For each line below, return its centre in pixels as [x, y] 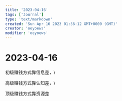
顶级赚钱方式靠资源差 [27, 93]
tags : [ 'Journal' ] [24, 14]
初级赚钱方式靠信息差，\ [30, 72]
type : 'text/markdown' [29, 19]
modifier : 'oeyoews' [27, 33]
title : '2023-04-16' [27, 10]
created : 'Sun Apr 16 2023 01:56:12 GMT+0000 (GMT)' [62, 24]
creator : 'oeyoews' [26, 28]
